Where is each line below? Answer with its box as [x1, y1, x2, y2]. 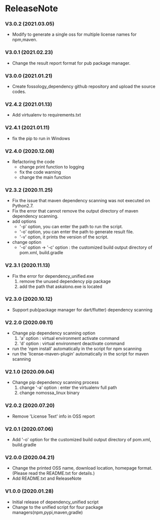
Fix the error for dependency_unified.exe [12, 273, 94, 279]
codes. [12, 89, 26, 95]
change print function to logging [19, 164, 84, 169]
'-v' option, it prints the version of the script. [19, 234, 109, 240]
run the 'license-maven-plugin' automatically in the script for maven [12, 351, 149, 357]
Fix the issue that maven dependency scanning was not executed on [12, 198, 150, 204]
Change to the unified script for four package [12, 504, 103, 510]
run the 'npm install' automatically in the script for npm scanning [12, 346, 142, 352]
